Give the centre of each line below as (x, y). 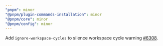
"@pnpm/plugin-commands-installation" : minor (53, 14)
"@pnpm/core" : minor (27, 19)
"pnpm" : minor (20, 10)
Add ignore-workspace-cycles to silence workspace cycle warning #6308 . (82, 38)
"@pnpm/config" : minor (29, 24)
